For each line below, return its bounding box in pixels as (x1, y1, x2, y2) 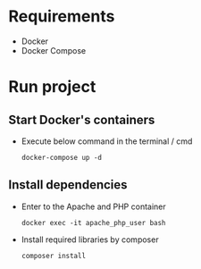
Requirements (8, 6, 115, 27)
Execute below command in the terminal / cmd (21, 136, 193, 147)
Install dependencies (8, 177, 128, 193)
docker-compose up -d (21, 153, 102, 162)
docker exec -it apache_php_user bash (21, 218, 166, 227)
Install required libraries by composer (21, 234, 159, 245)
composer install (21, 251, 87, 260)
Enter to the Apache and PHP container (21, 201, 166, 212)
